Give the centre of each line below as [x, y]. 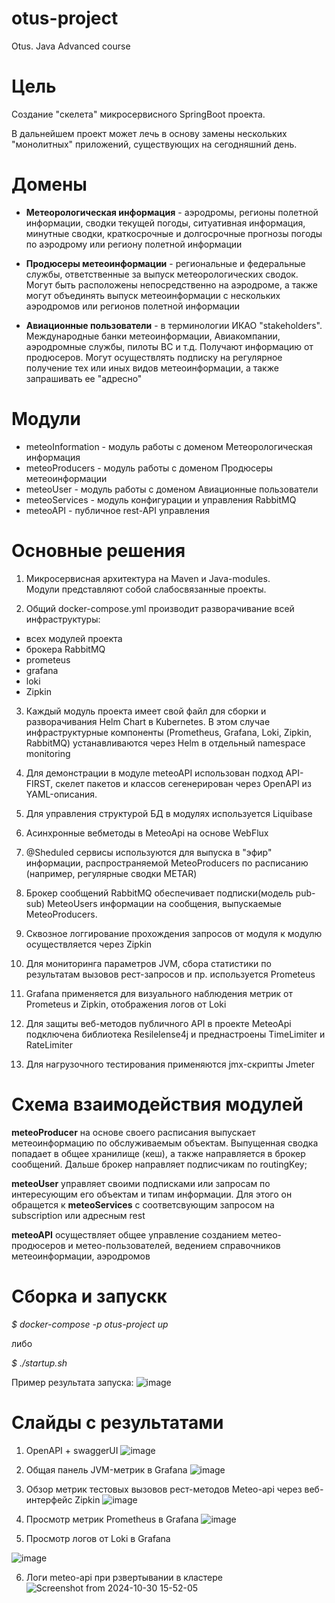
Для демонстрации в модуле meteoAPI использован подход [154, 773]
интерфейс [49, 1499]
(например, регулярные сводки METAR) [111, 873]
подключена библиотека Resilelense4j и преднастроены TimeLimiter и [175, 1034]
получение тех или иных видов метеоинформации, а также [152, 368]
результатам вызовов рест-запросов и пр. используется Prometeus [170, 974]
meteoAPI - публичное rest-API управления [118, 510]
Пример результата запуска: [72, 1382]
